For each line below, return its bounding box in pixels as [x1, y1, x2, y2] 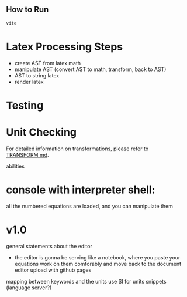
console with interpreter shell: [6, 183, 155, 196]
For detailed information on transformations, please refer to [6, 145, 149, 152]
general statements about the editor [6, 242, 92, 249]
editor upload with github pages [14, 266, 92, 274]
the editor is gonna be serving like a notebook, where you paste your [14, 254, 181, 261]
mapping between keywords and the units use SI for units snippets [6, 278, 167, 285]
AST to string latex [14, 72, 60, 79]
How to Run [6, 5, 49, 15]
